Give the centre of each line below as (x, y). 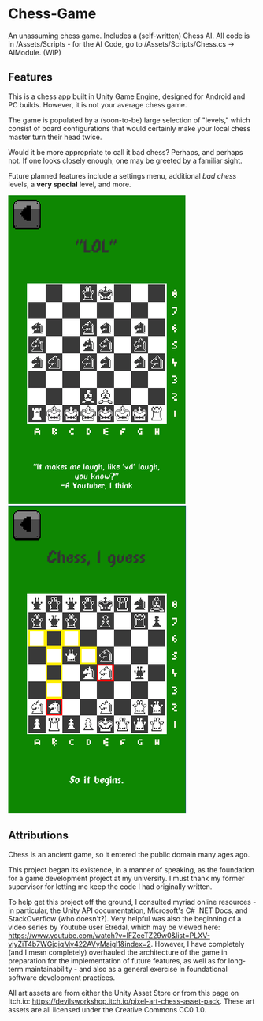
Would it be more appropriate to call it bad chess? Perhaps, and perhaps (126, 152)
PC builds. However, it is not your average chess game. (98, 104)
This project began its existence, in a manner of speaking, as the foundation (131, 869)
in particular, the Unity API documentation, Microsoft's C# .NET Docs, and (128, 910)
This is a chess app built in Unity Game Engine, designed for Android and (127, 96)
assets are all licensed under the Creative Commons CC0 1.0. (107, 1009)
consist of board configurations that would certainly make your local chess (130, 128)
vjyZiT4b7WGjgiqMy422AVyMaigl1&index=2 (80, 944)
